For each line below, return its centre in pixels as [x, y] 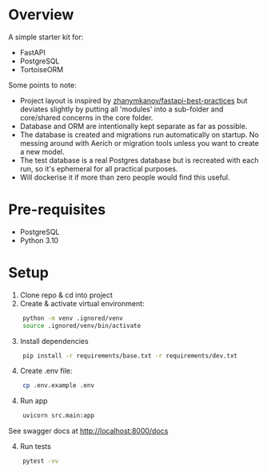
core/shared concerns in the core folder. [86, 117]
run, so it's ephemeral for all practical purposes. [99, 168]
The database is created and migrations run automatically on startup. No [139, 135]
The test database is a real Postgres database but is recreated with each [139, 160]
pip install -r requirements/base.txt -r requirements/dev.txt [130, 356]
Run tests [36, 447]
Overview [41, 15]
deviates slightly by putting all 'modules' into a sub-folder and [122, 109]
